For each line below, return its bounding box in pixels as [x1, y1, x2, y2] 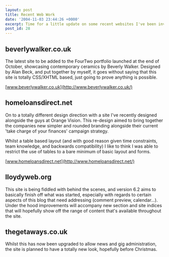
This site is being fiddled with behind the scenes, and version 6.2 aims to [5, 186, 156, 192]
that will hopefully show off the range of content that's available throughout [5, 208, 161, 214]
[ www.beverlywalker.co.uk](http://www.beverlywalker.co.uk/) [5, 84, 133, 90]
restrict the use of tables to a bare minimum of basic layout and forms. [5, 148, 151, 154]
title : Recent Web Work [5, 12, 55, 17]
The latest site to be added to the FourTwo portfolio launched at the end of [5, 58, 159, 64]
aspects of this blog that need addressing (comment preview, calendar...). [5, 197, 158, 203]
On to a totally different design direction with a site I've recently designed [5, 112, 157, 118]
